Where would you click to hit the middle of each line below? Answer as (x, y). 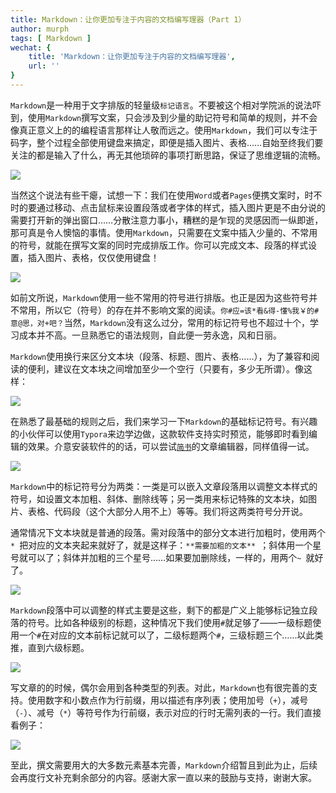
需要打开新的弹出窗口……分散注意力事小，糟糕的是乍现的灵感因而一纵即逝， (167, 220)
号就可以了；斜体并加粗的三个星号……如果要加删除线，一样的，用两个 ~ (156, 557)
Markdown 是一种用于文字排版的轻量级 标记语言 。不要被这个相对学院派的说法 (161, 105)
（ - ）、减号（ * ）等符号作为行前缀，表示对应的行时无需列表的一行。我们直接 (166, 712)
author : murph (40, 29)
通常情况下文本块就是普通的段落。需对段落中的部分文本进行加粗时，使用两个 (168, 532)
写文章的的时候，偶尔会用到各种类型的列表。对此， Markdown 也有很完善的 (160, 687)
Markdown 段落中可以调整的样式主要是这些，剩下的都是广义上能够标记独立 (160, 610)
